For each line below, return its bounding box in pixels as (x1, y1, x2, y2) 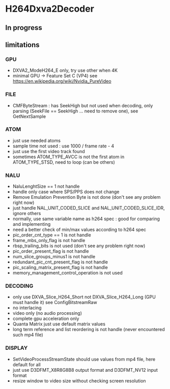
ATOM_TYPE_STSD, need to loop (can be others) (12, 159, 116, 165)
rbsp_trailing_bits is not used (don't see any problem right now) (12, 243, 146, 249)
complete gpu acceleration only (12, 316, 79, 322)
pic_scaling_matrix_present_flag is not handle (12, 264, 108, 271)
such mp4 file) (12, 332, 43, 338)
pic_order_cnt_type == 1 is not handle (12, 232, 92, 238)
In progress (5, 23, 42, 32)
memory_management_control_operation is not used (12, 270, 123, 276)
